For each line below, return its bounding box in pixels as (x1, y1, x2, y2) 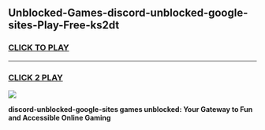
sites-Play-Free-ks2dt (8, 19, 120, 32)
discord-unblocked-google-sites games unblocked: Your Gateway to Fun (8, 104, 253, 113)
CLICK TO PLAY (8, 43, 69, 54)
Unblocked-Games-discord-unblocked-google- (8, 6, 248, 20)
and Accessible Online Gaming (8, 113, 111, 122)
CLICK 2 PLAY (8, 72, 63, 83)
